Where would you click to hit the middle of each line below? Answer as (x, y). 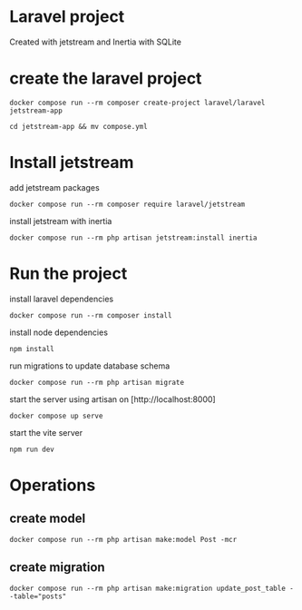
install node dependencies (59, 332)
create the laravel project (106, 79)
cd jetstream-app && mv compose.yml (78, 126)
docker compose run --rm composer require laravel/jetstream (127, 204)
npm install (32, 349)
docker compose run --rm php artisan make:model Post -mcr (123, 539)
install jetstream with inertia (61, 221)
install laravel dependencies (62, 299)
